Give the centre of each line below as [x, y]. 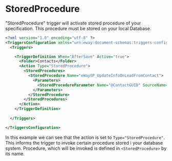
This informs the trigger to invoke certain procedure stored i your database [84, 143]
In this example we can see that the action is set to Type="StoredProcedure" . [85, 137]
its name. [15, 153]
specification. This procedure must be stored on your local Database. [78, 28]
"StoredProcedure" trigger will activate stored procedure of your [73, 23]
